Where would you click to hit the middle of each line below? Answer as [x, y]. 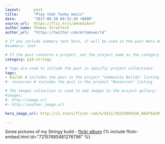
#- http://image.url [26, 100]
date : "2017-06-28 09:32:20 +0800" [49, 19]
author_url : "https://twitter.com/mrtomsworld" [56, 32]
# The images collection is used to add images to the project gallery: [81, 91]
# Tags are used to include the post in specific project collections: [80, 68]
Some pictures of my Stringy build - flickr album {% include [65, 132]
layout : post [24, 10]
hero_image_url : [22, 114]
